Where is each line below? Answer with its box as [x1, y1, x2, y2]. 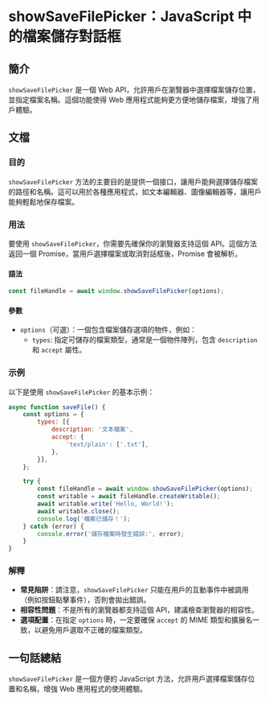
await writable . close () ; [37, 507, 120, 515]
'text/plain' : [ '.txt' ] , [65, 440, 149, 448]
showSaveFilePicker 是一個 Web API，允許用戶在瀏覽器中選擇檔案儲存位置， [8, 85, 260, 94]
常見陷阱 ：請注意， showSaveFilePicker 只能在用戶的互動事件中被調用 [19, 585, 249, 595]
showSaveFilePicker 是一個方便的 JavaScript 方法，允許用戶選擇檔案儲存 [8, 674, 248, 684]
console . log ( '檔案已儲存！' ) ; [37, 514, 131, 523]
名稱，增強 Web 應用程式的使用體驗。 [22, 684, 147, 694]
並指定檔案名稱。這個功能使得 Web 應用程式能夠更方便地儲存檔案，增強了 [8, 95, 253, 105]
